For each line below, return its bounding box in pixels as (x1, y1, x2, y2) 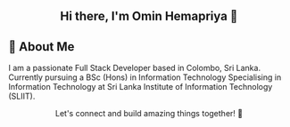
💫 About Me (8, 39, 75, 54)
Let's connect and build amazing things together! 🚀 (55, 108, 243, 119)
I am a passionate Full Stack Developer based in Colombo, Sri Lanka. (8, 63, 261, 74)
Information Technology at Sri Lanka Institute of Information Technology (8, 82, 273, 92)
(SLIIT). (8, 91, 36, 102)
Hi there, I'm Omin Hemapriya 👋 (60, 9, 238, 24)
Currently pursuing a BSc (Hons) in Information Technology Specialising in (8, 72, 282, 83)
